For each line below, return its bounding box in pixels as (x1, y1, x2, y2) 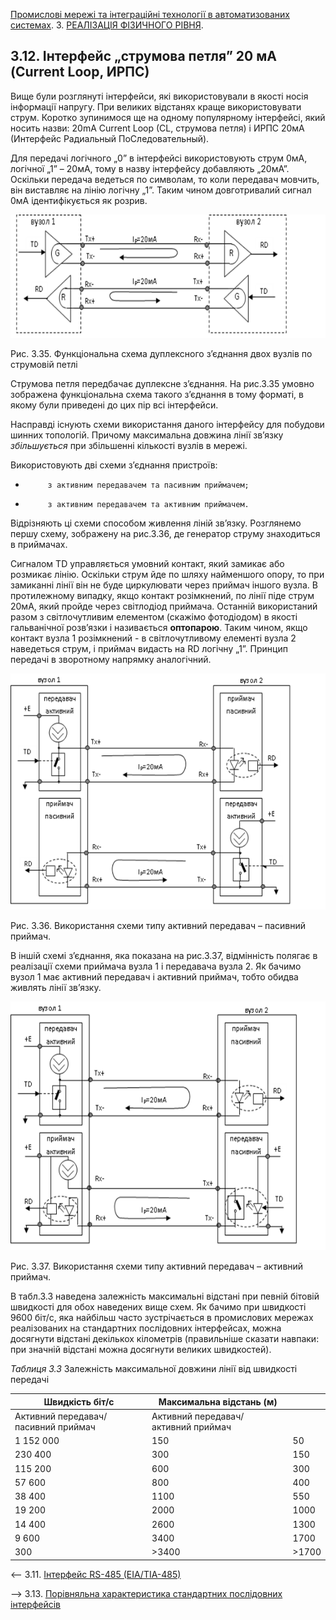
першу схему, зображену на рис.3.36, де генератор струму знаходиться (10, 528, 321, 540)
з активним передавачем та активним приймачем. (47, 500, 250, 510)
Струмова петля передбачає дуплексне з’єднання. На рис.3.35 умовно (10, 378, 315, 390)
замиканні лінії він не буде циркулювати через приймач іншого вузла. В (10, 579, 318, 591)
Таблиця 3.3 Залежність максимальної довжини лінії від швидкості (10, 1363, 298, 1375)
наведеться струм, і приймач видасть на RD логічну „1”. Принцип (10, 643, 288, 655)
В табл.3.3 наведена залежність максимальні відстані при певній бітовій (10, 1290, 320, 1303)
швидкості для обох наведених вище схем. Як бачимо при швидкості (10, 1301, 307, 1313)
